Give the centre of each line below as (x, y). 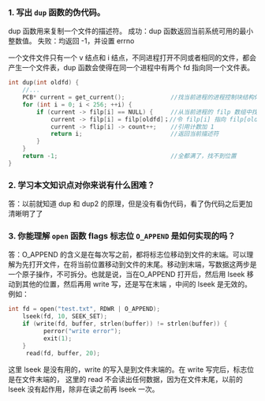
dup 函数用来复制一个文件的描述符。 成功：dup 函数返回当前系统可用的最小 (131, 31)
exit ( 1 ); (58, 338)
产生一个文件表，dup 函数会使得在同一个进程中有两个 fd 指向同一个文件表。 (131, 68)
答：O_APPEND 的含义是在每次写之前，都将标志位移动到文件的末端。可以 (127, 255)
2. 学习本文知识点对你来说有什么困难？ (82, 185)
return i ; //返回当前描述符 (134, 134)
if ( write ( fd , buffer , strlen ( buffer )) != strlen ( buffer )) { (125, 324)
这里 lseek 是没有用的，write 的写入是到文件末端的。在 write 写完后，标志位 (131, 369)
